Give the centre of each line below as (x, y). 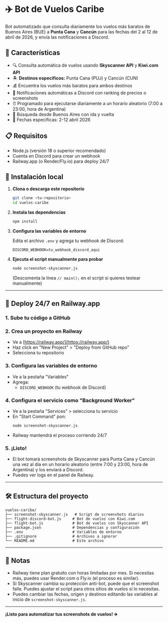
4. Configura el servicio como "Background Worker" (70, 400)
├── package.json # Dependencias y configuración (72, 528)
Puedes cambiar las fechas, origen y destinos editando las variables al (85, 594)
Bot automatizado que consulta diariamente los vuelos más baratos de (78, 26)
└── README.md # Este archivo (54, 541)
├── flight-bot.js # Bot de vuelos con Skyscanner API (77, 523)
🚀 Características (33, 53)
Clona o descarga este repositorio (48, 189)
